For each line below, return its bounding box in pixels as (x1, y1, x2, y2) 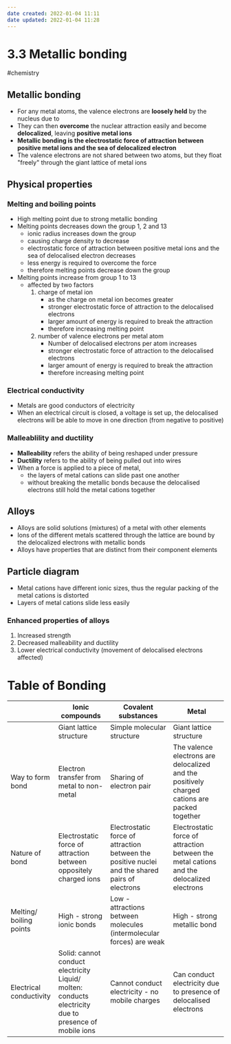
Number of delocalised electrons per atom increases (47, 339, 197, 347)
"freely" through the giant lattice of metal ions (16, 158, 147, 167)
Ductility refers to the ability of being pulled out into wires (16, 456, 181, 464)
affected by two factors (27, 280, 94, 289)
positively (173, 777, 204, 786)
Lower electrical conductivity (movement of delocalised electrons (16, 646, 203, 655)
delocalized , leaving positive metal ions (16, 129, 132, 138)
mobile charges (109, 996, 160, 1005)
